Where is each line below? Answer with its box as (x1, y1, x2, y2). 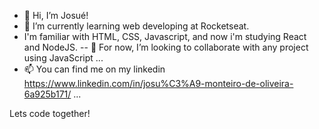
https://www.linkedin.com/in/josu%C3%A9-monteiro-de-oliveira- (23, 78, 294, 89)
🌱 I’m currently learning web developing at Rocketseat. (23, 20, 250, 32)
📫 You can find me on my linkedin (23, 63, 166, 75)
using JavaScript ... (23, 52, 104, 64)
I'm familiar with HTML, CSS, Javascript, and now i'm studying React (23, 31, 307, 42)
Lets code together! (9, 108, 91, 119)
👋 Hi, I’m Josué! (23, 10, 89, 21)
